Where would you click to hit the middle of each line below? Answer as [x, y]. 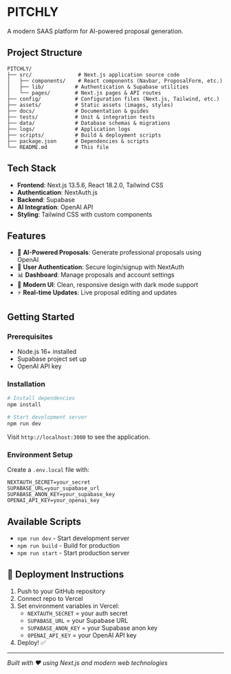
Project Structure [45, 53]
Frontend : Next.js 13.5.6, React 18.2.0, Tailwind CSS [90, 185]
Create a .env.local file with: [48, 470]
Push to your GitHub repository [61, 591]
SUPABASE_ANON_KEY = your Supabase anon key [92, 628]
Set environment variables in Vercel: [68, 606]
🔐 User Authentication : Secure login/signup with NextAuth [100, 267]
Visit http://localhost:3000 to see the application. [79, 437]
